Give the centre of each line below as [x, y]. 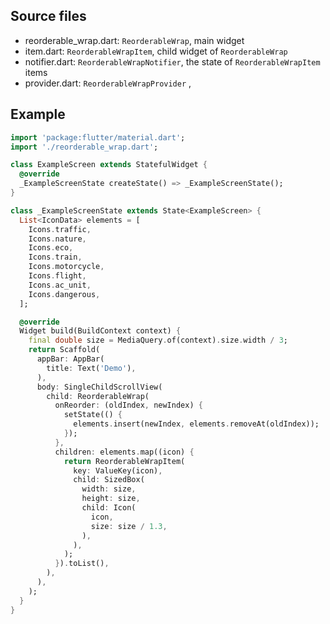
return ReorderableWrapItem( [124, 461]
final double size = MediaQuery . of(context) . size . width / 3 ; [158, 340]
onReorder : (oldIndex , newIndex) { [128, 405]
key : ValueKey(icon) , [118, 470]
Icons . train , [55, 257]
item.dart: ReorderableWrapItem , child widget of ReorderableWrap [156, 51]
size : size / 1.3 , [129, 526]
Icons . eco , [51, 248]
